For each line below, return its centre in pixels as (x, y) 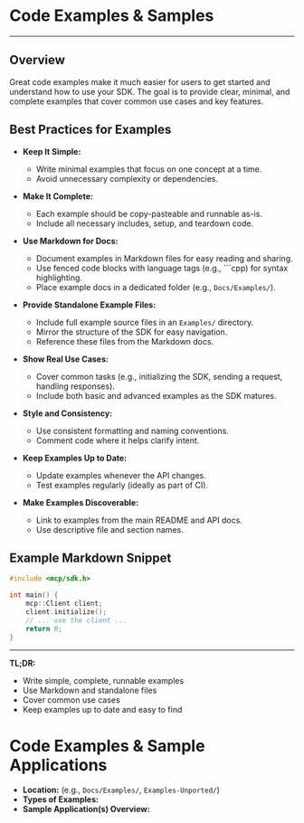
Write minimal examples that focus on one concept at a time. (149, 169)
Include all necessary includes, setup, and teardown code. (145, 223)
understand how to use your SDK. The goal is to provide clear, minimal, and (150, 91)
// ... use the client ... (76, 620)
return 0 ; (44, 629)
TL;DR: (23, 663)
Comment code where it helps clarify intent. (118, 440)
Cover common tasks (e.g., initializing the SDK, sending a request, (159, 376)
